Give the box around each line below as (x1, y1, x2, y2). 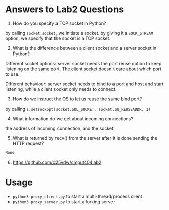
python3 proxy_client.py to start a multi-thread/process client (12, 193, 142, 199)
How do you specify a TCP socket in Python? (12, 20, 106, 26)
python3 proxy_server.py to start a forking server (12, 198, 115, 205)
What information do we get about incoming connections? (12, 115, 134, 122)
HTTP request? (12, 140, 44, 146)
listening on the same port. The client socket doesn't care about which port (5, 66, 162, 72)
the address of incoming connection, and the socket (5, 125, 114, 131)
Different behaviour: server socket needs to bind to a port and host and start (5, 81, 164, 87)
